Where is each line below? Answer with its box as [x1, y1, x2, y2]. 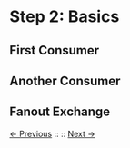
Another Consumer [9, 73, 121, 88]
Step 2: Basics [9, 6, 120, 27]
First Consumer [9, 43, 100, 58]
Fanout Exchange [9, 104, 111, 120]
